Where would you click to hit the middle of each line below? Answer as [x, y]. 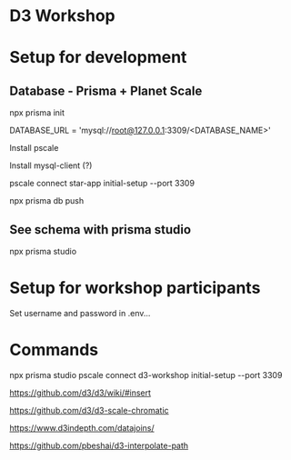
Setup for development [98, 58]
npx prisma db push [47, 201]
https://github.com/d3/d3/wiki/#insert [80, 393]
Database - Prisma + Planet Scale [106, 90]
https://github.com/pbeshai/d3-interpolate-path [99, 445]
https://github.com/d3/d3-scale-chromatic [90, 410]
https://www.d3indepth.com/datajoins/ [82, 427]
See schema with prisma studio [100, 230]
